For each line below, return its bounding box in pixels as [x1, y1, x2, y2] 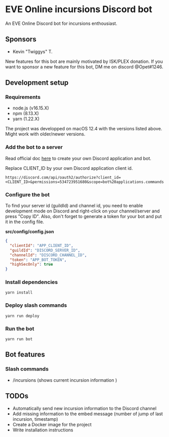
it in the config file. [5, 219, 45, 225]
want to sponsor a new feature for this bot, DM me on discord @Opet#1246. [5, 63, 163, 69]
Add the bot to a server [5, 143, 63, 151]
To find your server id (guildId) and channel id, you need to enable [5, 203, 143, 209]
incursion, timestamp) [12, 416, 58, 422]
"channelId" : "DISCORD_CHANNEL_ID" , [10, 252, 87, 258]
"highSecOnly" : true [10, 262, 53, 267]
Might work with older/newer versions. [5, 131, 86, 137]
